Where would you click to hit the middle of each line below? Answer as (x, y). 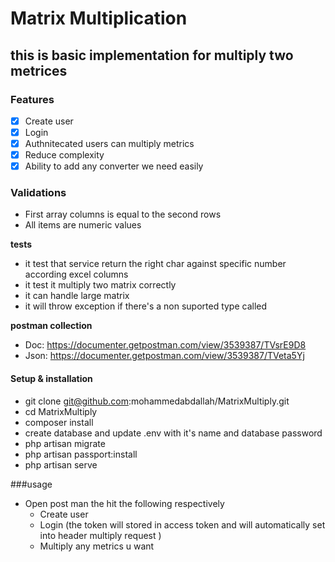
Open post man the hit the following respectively (124, 503)
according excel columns (76, 274)
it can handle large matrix (77, 296)
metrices (39, 70)
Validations (38, 193)
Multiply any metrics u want (97, 546)
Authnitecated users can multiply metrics (109, 143)
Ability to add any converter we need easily (114, 166)
